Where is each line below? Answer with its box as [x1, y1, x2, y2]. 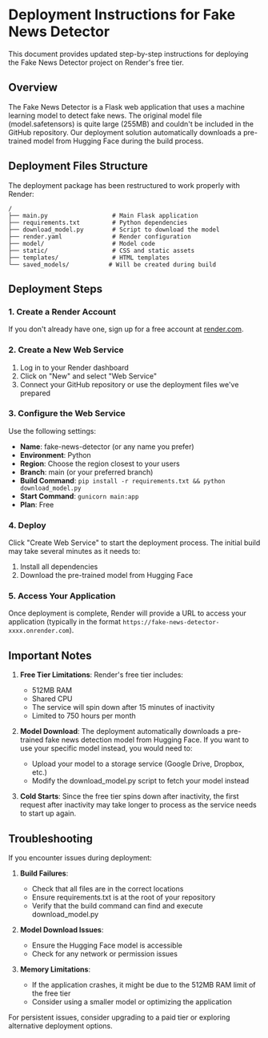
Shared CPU [31, 694, 74, 703]
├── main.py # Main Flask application [8, 211, 198, 219]
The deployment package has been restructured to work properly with [8, 180, 240, 190]
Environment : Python [19, 450, 92, 459]
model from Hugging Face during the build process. [33, 136, 204, 146]
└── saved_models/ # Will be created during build [8, 260, 217, 269]
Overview [8, 81, 58, 94]
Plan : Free [19, 499, 54, 509]
